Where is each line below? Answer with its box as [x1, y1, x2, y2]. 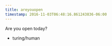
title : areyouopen [5, 7, 43, 12]
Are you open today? [5, 25, 48, 31]
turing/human [12, 35, 40, 41]
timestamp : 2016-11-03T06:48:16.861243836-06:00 [5, 12, 107, 17]
